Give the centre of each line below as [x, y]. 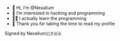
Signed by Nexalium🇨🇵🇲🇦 [33, 33]
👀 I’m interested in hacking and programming [58, 13]
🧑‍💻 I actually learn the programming [49, 18]
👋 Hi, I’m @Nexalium [33, 8]
